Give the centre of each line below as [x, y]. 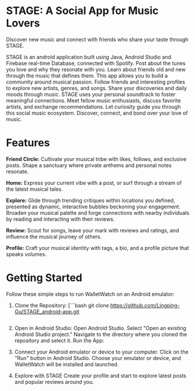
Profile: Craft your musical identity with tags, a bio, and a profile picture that [97, 248]
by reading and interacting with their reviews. [60, 219]
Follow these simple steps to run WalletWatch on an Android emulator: [90, 294]
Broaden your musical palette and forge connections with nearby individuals [98, 212]
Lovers [23, 23]
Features [28, 143]
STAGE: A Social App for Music [82, 11]
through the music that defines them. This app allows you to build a [87, 76]
